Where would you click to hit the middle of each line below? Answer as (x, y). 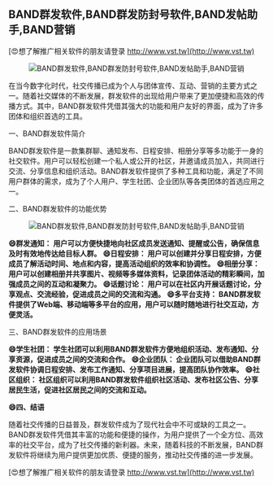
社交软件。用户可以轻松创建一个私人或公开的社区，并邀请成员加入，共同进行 (136, 160)
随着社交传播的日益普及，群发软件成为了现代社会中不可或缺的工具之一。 (129, 424)
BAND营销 (49, 30)
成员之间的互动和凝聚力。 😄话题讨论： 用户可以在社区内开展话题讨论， (134, 284)
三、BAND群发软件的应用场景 (58, 331)
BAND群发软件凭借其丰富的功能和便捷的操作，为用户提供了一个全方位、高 (132, 435)
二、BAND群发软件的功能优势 (58, 208)
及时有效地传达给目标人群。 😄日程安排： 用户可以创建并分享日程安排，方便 (135, 253)
